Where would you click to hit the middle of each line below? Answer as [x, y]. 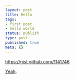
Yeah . [11, 71]
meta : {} [14, 47]
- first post [19, 24]
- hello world [20, 29]
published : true [22, 43]
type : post [16, 38]
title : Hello [19, 15]
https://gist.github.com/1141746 [37, 61]
